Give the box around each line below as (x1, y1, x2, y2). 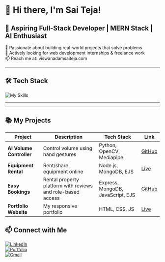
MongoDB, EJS (99, 168, 134, 175)
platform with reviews (43, 182, 93, 189)
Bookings (7, 188, 30, 195)
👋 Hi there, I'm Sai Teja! (5, 4, 101, 16)
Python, (99, 142, 117, 148)
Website (7, 208, 27, 215)
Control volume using (43, 145, 92, 151)
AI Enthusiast (5, 31, 47, 40)
